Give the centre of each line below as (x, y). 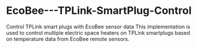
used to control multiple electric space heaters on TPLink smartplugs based (98, 32)
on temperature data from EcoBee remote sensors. (68, 39)
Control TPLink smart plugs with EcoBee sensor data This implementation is (98, 27)
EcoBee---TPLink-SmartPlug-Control (99, 11)
